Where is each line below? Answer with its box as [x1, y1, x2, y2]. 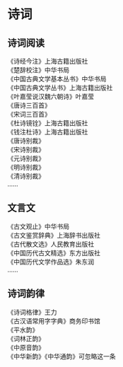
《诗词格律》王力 [7, 308, 57, 316]
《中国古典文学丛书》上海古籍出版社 [7, 83, 113, 92]
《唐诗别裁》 [7, 136, 45, 145]
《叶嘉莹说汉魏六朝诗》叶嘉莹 [7, 93, 94, 100]
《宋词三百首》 [7, 110, 51, 118]
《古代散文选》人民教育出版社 [7, 240, 94, 248]
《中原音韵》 [7, 343, 45, 351]
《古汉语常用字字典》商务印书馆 [7, 316, 100, 325]
